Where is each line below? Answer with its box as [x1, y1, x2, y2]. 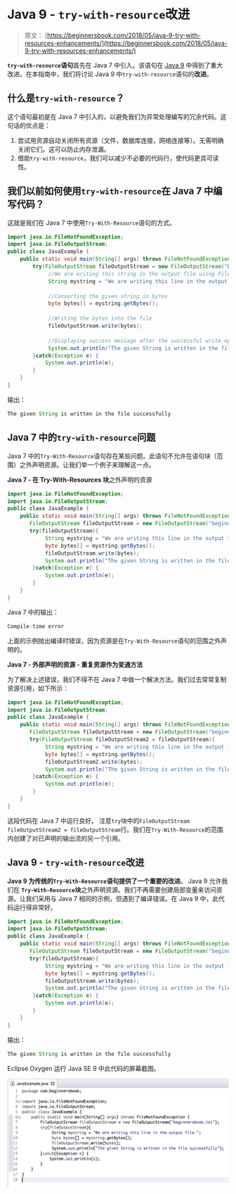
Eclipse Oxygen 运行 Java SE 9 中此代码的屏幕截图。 [7, 1064, 160, 1072]
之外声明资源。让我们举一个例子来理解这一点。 [19, 460, 155, 469]
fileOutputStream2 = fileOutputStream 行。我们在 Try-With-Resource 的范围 [7, 825, 223, 834]
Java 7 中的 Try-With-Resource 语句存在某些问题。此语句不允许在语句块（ [7, 451, 217, 460]
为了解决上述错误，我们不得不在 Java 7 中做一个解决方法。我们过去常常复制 [7, 675, 227, 684]
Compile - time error [7, 622, 65, 630]
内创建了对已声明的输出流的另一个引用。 [7, 834, 124, 842]
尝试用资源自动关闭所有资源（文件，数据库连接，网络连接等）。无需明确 [17, 136, 224, 144]
